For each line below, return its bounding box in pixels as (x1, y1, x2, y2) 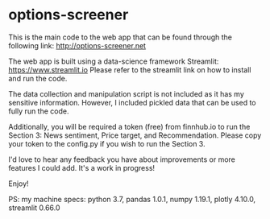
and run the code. (8, 73, 68, 83)
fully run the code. (8, 106, 69, 116)
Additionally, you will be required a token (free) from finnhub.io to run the (8, 122, 251, 131)
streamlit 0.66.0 (8, 203, 60, 213)
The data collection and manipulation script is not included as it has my (8, 89, 244, 98)
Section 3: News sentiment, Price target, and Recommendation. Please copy (8, 130, 262, 140)
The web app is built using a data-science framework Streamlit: (8, 56, 219, 66)
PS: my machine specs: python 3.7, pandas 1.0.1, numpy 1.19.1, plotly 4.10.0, (8, 194, 256, 204)
